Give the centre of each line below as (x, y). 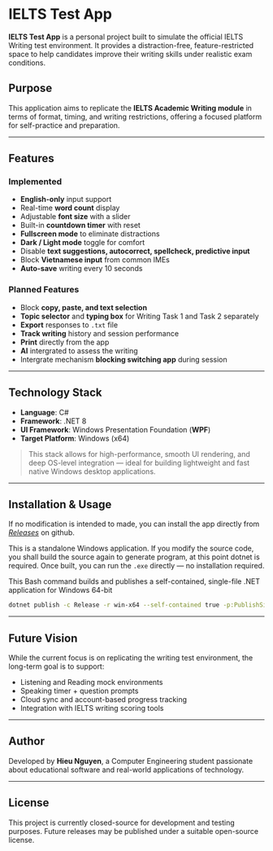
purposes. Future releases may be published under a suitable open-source (133, 831)
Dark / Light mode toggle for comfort (82, 243)
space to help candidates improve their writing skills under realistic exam (130, 54)
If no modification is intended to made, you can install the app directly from (134, 524)
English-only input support (66, 200)
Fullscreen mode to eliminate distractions (90, 234)
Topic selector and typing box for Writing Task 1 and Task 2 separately (139, 316)
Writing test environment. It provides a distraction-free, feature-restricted (131, 45)
